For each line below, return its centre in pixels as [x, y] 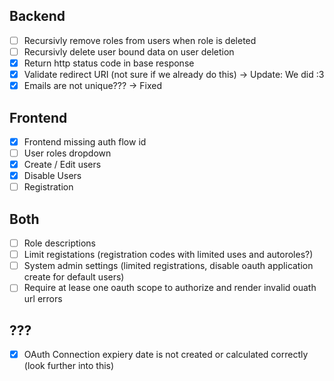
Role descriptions [59, 243]
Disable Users [52, 176]
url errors [43, 299]
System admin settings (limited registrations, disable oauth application [168, 266]
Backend [37, 16]
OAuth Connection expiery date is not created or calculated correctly [166, 355]
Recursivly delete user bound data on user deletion [129, 51]
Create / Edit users [62, 165]
